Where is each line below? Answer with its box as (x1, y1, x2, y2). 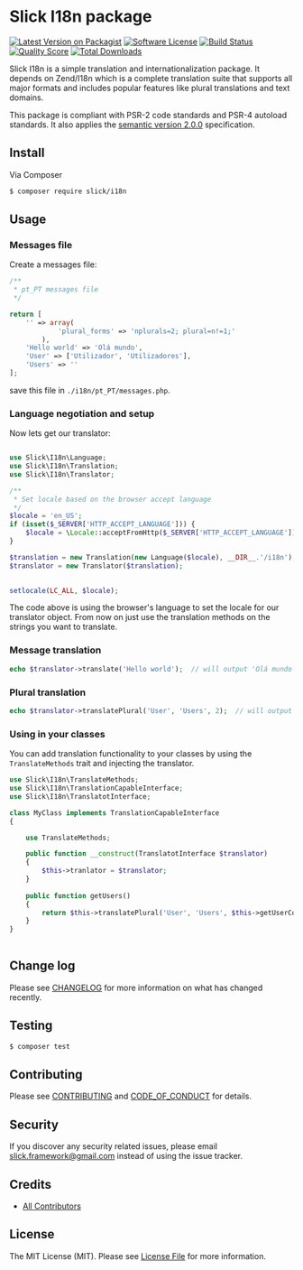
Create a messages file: (9, 259, 97, 270)
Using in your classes (9, 728, 106, 740)
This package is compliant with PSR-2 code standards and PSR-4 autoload (9, 109, 288, 120)
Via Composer (9, 169, 63, 180)
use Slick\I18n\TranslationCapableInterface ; (9, 783, 183, 793)
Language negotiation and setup (9, 407, 155, 420)
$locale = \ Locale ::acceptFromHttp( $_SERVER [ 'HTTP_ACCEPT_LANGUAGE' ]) (25, 528, 297, 538)
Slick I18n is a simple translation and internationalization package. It (9, 63, 260, 74)
